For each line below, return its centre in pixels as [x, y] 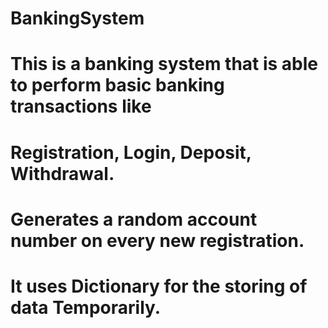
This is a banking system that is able [164, 64]
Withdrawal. [62, 173]
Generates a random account [134, 219]
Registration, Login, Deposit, [131, 152]
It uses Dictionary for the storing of [159, 286]
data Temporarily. [86, 307]
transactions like [81, 106]
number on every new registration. [157, 240]
